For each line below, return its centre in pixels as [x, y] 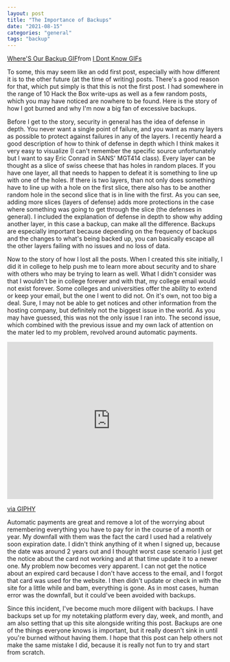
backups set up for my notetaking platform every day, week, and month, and [115, 616]
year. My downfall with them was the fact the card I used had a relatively [110, 537]
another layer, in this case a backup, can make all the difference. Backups [111, 224]
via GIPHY [22, 509]
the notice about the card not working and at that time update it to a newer [112, 559]
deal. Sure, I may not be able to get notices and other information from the [112, 303]
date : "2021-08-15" [35, 26]
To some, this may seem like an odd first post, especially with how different [114, 72]
